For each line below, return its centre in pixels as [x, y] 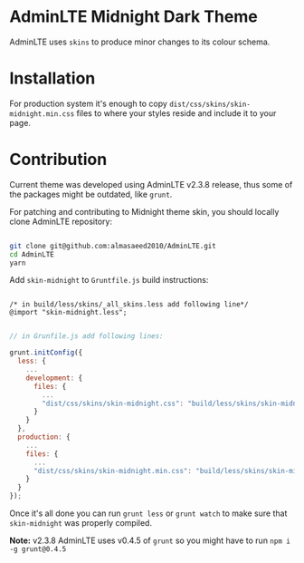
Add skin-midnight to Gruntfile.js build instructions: [109, 280]
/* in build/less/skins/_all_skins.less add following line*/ [129, 305]
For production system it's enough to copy [88, 103]
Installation [52, 78]
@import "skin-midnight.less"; [68, 313]
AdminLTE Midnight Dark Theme [133, 17]
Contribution [58, 160]
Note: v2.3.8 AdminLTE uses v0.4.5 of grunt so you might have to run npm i [150, 540]
